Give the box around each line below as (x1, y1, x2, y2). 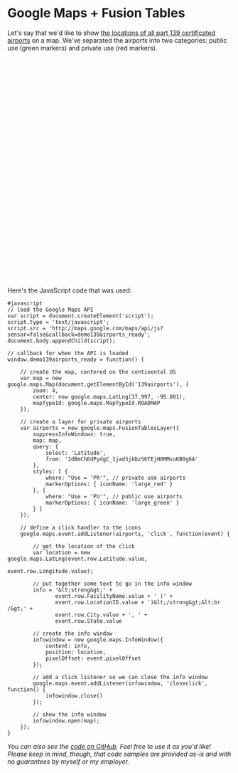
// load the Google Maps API (7, 306, 94, 313)
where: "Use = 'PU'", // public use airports (45, 493, 183, 500)
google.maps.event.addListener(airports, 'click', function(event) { (20, 530, 231, 537)
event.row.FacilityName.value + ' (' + (55, 592, 173, 599)
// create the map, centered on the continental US (20, 368, 176, 375)
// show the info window (33, 710, 107, 718)
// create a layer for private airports (20, 418, 141, 425)
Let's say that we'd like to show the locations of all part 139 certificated (7, 28, 215, 37)
